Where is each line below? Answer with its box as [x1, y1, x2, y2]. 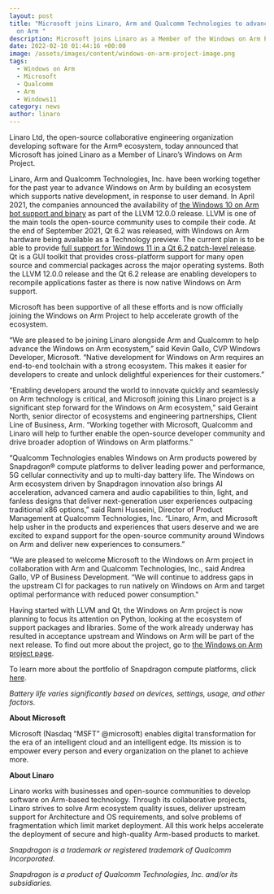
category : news [9, 102, 61, 111]
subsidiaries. [9, 879, 52, 887]
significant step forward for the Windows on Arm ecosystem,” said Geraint [9, 403, 259, 412]
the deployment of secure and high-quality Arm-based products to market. [9, 830, 260, 839]
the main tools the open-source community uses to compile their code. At [9, 217, 256, 227]
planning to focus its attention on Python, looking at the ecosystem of [9, 614, 242, 623]
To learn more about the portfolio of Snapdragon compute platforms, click [9, 664, 257, 674]
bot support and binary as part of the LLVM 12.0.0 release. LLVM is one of [9, 209, 257, 218]
